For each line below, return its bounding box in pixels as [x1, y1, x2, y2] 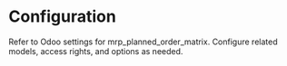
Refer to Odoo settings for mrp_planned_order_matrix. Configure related [8, 36, 278, 47]
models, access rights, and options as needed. [8, 45, 183, 56]
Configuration [8, 6, 117, 27]
